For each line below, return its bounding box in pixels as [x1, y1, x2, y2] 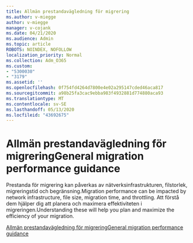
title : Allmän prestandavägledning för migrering [6, 8, 130, 15]
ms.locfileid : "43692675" [6, 112, 69, 118]
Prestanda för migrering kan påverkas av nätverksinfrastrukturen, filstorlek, [6, 182, 188, 189]
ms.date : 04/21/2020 [6, 30, 57, 36]
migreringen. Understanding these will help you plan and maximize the [6, 206, 174, 214]
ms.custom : [6, 63, 33, 69]
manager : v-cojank [6, 25, 51, 31]
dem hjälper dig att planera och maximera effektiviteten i [6, 200, 142, 207]
